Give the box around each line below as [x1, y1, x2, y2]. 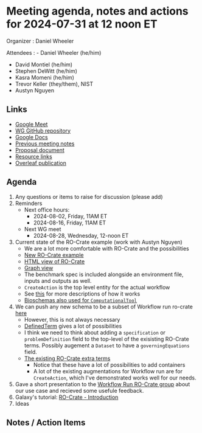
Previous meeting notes [15, 140, 75, 147]
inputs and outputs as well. [24, 277, 92, 284]
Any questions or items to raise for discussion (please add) [15, 193, 163, 200]
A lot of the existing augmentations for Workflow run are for [33, 367, 183, 375]
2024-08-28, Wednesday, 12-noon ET [33, 232, 129, 239]
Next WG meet [24, 225, 61, 232]
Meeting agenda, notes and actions [6, 4, 189, 18]
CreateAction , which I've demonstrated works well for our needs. [33, 374, 197, 381]
